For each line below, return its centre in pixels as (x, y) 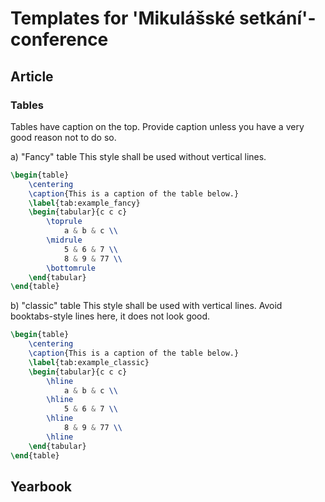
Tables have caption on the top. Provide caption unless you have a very (157, 126)
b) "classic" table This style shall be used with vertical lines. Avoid (146, 306)
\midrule (64, 240)
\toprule (64, 222)
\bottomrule (71, 268)
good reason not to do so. (63, 137)
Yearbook (41, 486)
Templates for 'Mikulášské (123, 18)
